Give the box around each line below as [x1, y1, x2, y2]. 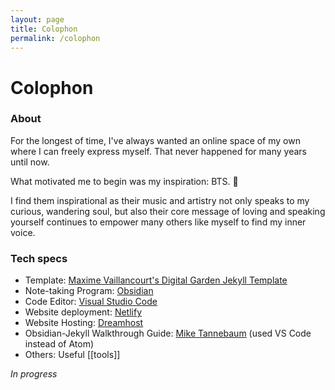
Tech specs [10, 251, 68, 265]
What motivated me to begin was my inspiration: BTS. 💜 [10, 175, 239, 187]
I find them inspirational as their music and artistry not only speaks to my [10, 194, 310, 206]
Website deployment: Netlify [24, 306, 142, 318]
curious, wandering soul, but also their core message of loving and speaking [10, 205, 326, 217]
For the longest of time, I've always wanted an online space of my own [10, 134, 301, 146]
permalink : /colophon [10, 33, 101, 43]
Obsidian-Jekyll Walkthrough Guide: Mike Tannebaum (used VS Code [24, 327, 312, 340]
